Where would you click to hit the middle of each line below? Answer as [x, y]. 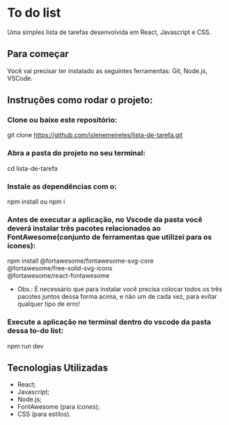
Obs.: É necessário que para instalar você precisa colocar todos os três [120, 289]
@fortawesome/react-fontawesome [58, 276]
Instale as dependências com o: [62, 186]
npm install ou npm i [36, 202]
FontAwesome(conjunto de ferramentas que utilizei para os [110, 237]
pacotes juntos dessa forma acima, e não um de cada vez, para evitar [117, 297]
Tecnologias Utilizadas [58, 368]
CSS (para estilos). [44, 414]
